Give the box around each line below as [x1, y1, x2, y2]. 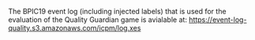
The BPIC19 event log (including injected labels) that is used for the [8, 7, 227, 16]
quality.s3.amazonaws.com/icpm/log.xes [8, 24, 141, 32]
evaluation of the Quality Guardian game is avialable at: [8, 15, 188, 24]
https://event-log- [189, 15, 247, 24]
